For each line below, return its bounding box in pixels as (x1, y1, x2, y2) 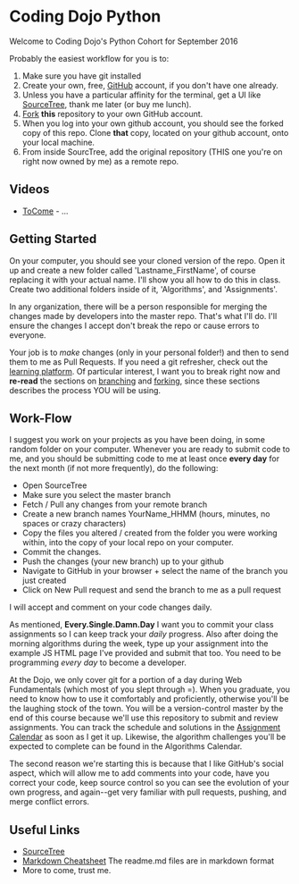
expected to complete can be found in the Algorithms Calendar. (9, 741, 243, 752)
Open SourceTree (21, 480, 87, 491)
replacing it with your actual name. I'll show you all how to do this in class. (9, 274, 281, 285)
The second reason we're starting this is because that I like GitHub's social (9, 758, 284, 770)
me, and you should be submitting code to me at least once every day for (9, 453, 279, 464)
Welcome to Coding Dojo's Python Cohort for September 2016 (9, 36, 238, 46)
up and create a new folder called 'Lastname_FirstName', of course (9, 265, 256, 275)
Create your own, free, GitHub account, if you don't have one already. (21, 80, 279, 90)
